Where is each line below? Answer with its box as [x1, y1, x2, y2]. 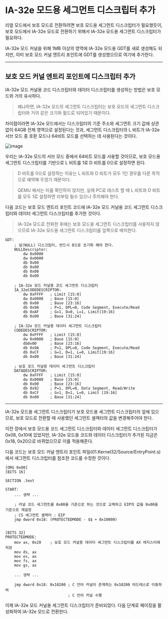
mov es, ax [14, 554, 37, 559]
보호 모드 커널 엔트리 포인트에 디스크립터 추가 [5, 72, 136, 81]
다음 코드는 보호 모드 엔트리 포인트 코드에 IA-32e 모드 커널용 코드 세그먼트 [5, 204, 150, 210]
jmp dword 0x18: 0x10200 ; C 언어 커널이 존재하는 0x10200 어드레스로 [14, 582, 149, 587]
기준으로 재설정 [5, 507, 31, 512]
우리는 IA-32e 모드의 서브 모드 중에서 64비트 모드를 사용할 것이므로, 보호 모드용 [5, 153, 161, 159]
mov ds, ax [14, 549, 37, 554]
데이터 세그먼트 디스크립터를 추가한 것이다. [18, 210, 101, 216]
